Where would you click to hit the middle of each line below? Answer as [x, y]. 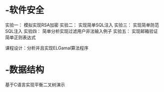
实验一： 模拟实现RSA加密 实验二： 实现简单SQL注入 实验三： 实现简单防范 [82, 25]
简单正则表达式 [20, 37]
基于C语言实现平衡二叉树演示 [35, 85]
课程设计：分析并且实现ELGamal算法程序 [47, 48]
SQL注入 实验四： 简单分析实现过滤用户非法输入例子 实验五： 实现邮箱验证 [82, 31]
